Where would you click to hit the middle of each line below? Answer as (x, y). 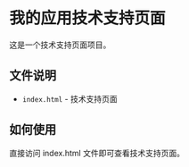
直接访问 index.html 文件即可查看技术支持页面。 (97, 153)
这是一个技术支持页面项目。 (60, 45)
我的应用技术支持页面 (88, 18)
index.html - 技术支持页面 (70, 98)
